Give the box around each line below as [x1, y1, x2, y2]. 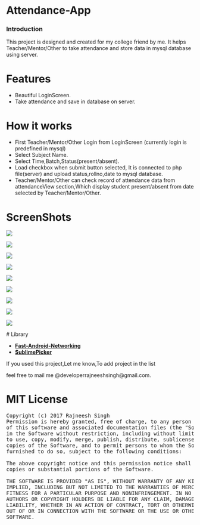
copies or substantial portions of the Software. [6, 466, 154, 473]
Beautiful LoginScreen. [14, 92, 71, 99]
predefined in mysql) [14, 145, 66, 152]
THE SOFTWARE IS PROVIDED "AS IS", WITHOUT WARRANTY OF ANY [6, 478, 186, 485]
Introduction [6, 25, 43, 33]
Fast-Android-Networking [14, 342, 81, 350]
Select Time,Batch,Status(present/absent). [14, 157, 120, 165]
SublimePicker [14, 348, 52, 356]
